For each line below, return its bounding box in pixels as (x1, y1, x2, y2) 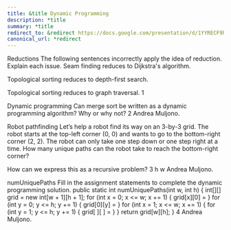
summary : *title (7, 23, 54, 30)
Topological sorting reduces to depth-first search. (7, 75, 148, 83)
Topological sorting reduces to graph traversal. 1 (7, 89, 144, 97)
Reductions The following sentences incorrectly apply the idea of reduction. (7, 54, 222, 63)
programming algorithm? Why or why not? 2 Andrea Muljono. (7, 109, 180, 118)
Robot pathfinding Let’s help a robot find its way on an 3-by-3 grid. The (7, 123, 209, 131)
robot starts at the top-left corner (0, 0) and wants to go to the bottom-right (7, 130, 221, 138)
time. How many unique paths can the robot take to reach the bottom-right (7, 145, 219, 153)
